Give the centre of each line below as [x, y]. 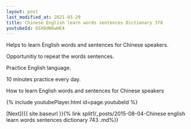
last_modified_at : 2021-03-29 [44, 17]
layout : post [22, 12]
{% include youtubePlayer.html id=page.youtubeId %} [72, 102]
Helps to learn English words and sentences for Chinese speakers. [87, 45]
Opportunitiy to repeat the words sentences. [60, 56]
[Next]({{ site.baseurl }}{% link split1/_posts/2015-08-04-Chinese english [96, 114]
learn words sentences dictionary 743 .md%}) [62, 120]
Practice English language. [39, 68]
